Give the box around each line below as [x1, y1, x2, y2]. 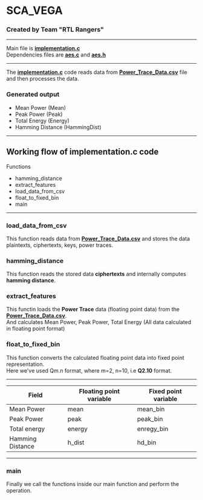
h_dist [67, 438, 85, 447]
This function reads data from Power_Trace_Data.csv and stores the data [6, 235, 190, 242]
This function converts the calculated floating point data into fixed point [6, 354, 184, 361]
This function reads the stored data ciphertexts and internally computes [6, 271, 186, 278]
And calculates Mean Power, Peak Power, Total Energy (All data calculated [6, 319, 192, 326]
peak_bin [137, 414, 163, 423]
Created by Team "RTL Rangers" [6, 25, 105, 34]
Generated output [6, 90, 60, 99]
